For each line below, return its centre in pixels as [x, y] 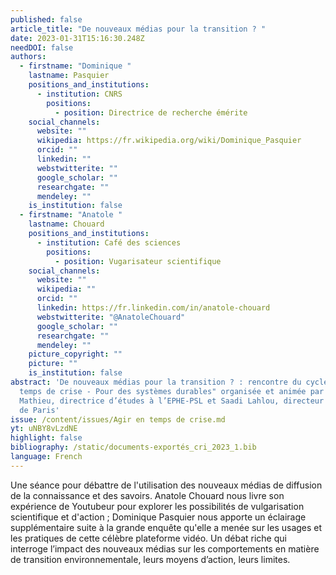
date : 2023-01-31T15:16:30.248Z [77, 38]
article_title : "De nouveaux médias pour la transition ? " [138, 29]
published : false [46, 19]
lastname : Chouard [66, 224]
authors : [28, 57]
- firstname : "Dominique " [75, 66]
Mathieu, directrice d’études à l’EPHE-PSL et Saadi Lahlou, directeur [172, 401]
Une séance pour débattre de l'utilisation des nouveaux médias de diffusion [166, 485]
